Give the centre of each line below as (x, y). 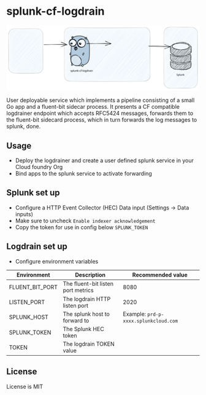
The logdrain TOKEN (89, 344)
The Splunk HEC (83, 329)
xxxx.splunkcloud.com (151, 321)
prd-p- (155, 315)
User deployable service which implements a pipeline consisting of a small (101, 100)
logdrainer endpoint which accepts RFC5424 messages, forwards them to (100, 113)
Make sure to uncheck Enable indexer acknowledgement (85, 221)
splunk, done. (24, 127)
